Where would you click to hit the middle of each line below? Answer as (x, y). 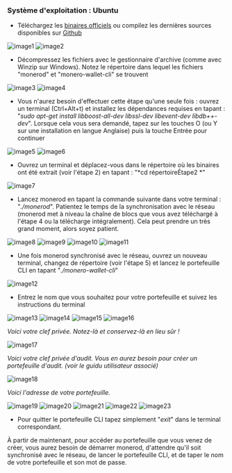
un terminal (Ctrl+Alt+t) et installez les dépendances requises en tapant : (121, 109)
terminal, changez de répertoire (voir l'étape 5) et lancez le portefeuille (118, 263)
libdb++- (205, 116)
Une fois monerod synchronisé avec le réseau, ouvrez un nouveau (112, 256)
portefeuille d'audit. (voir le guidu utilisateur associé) (83, 365)
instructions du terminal (51, 304)
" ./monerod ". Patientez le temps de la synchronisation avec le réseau (116, 207)
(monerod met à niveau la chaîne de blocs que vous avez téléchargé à (118, 214)
